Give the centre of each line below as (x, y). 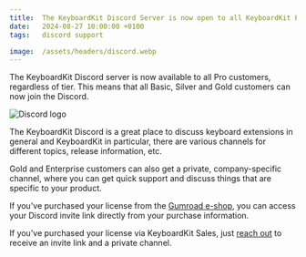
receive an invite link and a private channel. (91, 243)
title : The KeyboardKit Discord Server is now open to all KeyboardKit (150, 18)
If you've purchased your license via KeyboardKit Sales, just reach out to (146, 233)
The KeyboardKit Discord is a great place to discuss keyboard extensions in (151, 132)
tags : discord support (56, 35)
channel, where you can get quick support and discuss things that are (140, 179)
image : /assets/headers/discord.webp (83, 51)
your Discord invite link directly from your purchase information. (129, 216)
